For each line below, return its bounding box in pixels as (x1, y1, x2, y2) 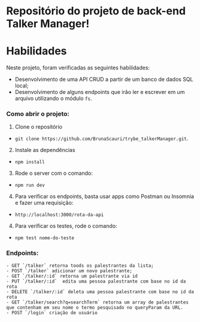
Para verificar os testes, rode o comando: (14, 223, 117, 230)
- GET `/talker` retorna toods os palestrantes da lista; (6, 262, 154, 269)
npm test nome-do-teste (14, 235, 75, 241)
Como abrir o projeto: (6, 110, 70, 118)
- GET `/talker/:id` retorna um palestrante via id (6, 273, 138, 279)
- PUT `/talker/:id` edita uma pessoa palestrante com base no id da (6, 278, 186, 284)
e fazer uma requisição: (14, 199, 74, 206)
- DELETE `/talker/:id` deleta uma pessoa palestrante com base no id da (6, 288, 195, 294)
